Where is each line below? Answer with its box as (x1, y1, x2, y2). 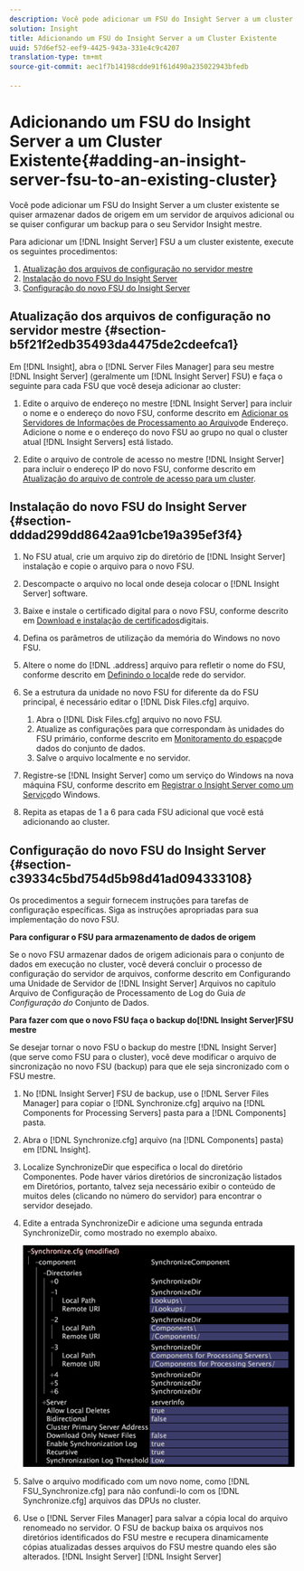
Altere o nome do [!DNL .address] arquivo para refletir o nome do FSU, (22, 660, 287, 671)
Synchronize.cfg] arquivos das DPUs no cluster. (22, 1495, 202, 1506)
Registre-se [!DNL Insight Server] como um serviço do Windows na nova (22, 770, 294, 781)
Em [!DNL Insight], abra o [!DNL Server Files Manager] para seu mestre (9, 361, 274, 372)
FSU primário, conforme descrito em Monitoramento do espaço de (35, 733, 282, 744)
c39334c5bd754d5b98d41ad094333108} (9, 871, 253, 886)
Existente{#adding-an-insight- (9, 150, 247, 171)
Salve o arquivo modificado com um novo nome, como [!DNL (22, 1476, 251, 1487)
